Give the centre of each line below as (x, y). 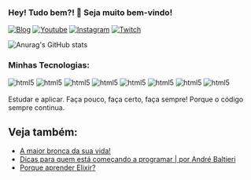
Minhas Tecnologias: (49, 65)
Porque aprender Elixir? (57, 167)
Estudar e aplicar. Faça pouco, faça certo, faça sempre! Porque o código (126, 99)
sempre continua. (37, 107)
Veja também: (43, 132)
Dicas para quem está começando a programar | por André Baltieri (127, 160)
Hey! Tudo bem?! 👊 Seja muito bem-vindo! (90, 13)
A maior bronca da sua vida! (65, 151)
